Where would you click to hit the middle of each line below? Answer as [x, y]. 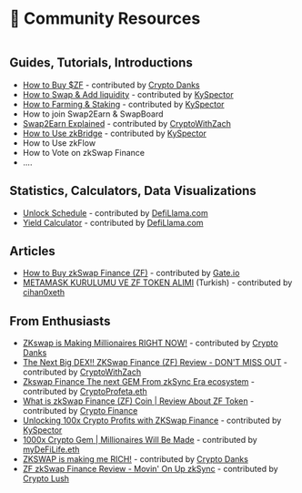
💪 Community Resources [105, 19]
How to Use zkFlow [59, 143]
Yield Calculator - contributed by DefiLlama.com [113, 222]
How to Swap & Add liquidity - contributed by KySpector [128, 94]
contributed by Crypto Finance [80, 411]
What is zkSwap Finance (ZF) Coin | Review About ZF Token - [138, 401]
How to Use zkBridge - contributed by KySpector [115, 133]
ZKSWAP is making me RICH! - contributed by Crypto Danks [135, 459]
